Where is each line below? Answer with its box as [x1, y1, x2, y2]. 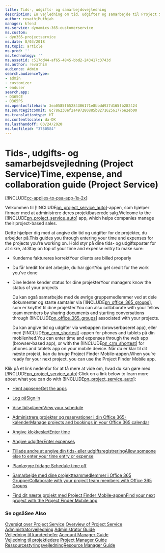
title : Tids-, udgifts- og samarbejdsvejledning [5, 7, 107, 12]
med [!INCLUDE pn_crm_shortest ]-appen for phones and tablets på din [12, 330, 155, 336]
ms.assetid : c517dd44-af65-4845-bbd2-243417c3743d [5, 58, 111, 63]
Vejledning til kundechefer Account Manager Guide [5, 531, 109, 537]
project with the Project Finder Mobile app [12, 498, 98, 504]
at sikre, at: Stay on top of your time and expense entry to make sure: [5, 246, 144, 252]
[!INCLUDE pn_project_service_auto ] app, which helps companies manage [5, 215, 154, 221]
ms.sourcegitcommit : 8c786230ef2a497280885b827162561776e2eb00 [5, 108, 137, 113]
